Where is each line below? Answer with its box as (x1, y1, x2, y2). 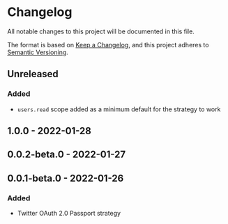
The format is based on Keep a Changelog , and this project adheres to (7, 40, 209, 49)
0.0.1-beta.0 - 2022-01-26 (7, 172, 124, 184)
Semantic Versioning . (7, 48, 68, 56)
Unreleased (7, 68, 59, 80)
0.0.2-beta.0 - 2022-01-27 (7, 149, 126, 161)
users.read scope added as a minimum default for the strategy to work (17, 105, 221, 113)
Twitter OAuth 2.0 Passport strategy (17, 209, 121, 218)
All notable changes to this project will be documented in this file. (7, 27, 195, 35)
